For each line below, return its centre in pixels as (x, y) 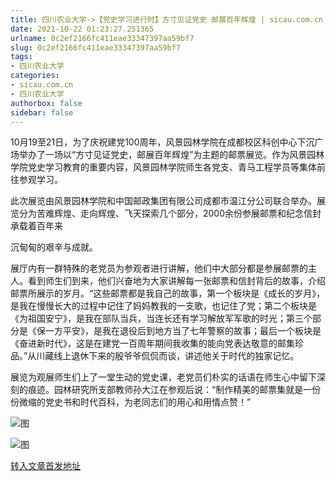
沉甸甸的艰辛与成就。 (54, 247)
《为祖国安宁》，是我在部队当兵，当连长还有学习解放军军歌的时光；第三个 (161, 318)
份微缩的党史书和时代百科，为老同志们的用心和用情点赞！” (131, 402)
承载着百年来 (36, 226)
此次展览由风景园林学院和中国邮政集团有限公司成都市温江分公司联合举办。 (163, 201)
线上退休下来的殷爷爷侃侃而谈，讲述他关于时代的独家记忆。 (176, 356)
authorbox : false (46, 103)
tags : (21, 57)
